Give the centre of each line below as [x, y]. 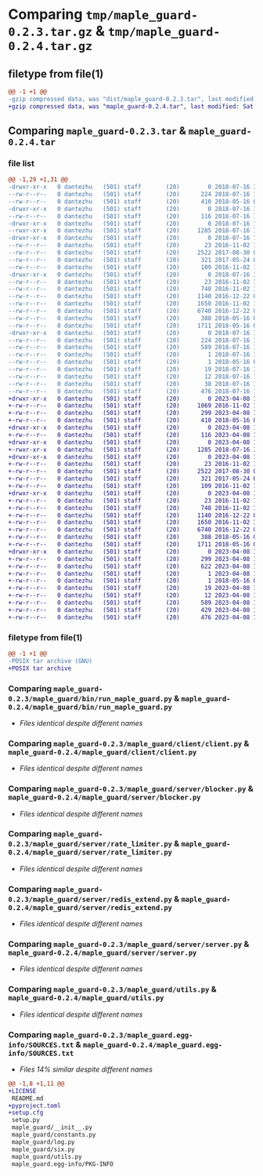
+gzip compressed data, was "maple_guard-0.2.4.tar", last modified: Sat [131, 106]
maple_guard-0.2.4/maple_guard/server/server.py [103, 953]
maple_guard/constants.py [54, 1135]
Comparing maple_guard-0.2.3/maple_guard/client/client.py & [129, 743]
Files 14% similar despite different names [86, 1069]
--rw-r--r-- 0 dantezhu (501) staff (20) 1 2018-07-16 [129, 355]
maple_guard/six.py [43, 1149]
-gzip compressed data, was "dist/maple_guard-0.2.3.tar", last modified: [133, 99]
